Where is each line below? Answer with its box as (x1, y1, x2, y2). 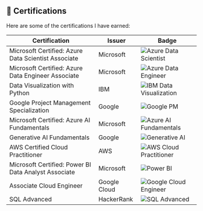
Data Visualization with (9, 81, 74, 89)
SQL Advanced (9, 195, 53, 203)
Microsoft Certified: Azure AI (9, 116, 91, 124)
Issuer (107, 36, 126, 45)
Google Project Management (9, 98, 91, 107)
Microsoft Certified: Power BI (9, 160, 92, 169)
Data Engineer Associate (9, 71, 80, 80)
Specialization (9, 106, 50, 115)
